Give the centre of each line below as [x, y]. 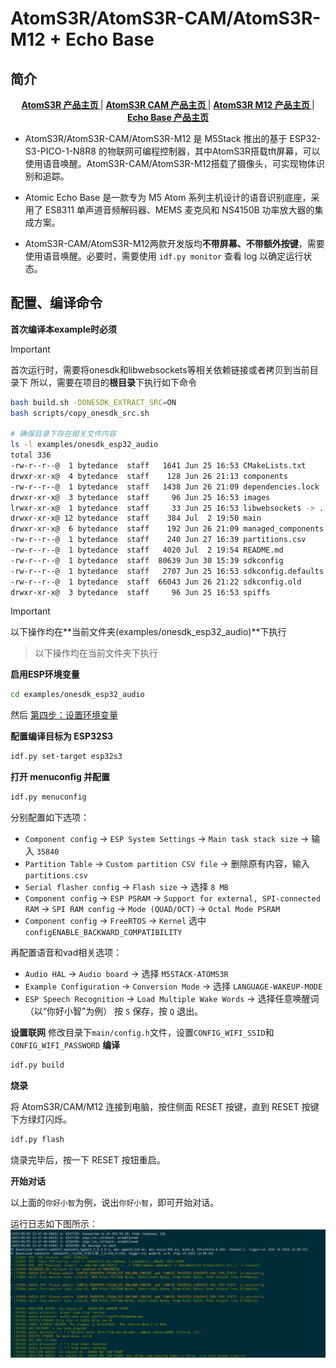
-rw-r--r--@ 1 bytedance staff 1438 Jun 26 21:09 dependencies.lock [165, 487]
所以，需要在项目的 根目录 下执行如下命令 [113, 382]
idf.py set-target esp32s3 [66, 757]
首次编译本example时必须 [64, 329]
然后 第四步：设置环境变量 [64, 715]
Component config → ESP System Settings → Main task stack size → [167, 839]
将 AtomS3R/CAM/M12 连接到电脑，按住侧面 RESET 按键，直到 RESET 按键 [165, 1106]
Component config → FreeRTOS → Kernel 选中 [115, 921]
